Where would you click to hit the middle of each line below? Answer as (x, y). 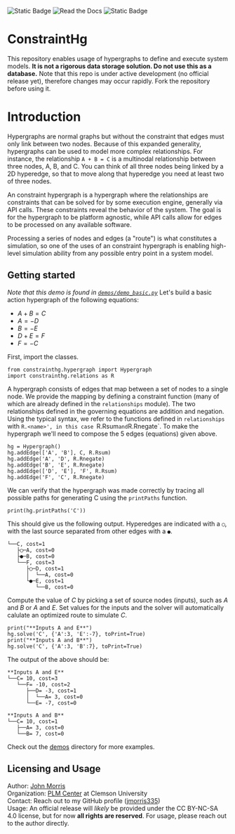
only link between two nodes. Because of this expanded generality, (104, 143)
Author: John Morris (36, 786)
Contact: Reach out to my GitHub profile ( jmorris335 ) (84, 800)
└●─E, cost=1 (45, 581)
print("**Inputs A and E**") (50, 628)
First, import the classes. (43, 357)
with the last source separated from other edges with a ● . (90, 531)
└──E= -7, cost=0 (51, 703)
